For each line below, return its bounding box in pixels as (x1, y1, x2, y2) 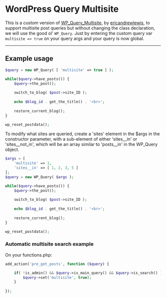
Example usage (5, 54, 53, 63)
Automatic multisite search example (5, 241, 94, 248)
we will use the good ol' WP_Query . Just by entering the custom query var (5, 30, 153, 36)
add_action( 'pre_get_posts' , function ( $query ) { (5, 261, 110, 266)
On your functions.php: (5, 252, 52, 258)
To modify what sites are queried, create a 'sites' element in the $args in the (5, 131, 160, 137)
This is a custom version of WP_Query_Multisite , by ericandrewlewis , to (5, 20, 150, 26)
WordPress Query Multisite (5, 3, 119, 15)
